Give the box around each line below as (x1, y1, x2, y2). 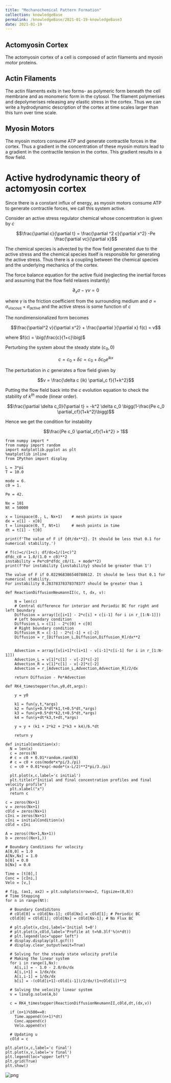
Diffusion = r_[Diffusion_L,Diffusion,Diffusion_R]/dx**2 (14, 635, 140, 640)
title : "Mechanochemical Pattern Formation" (5, 7, 102, 13)
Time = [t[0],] (5, 871, 38, 876)
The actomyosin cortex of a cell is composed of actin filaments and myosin (5, 54, 163, 60)
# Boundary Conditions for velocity (5, 845, 83, 850)
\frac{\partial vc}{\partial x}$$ (54, 236, 117, 242)
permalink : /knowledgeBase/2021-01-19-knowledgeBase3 (5, 17, 123, 22)
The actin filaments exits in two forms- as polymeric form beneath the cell (5, 88, 161, 94)
